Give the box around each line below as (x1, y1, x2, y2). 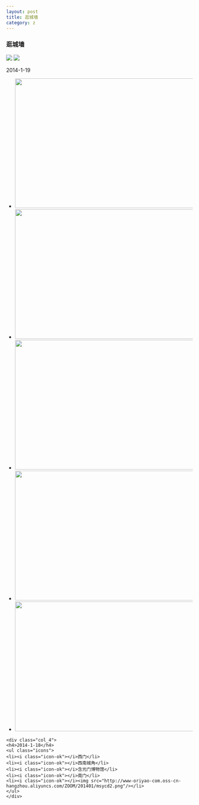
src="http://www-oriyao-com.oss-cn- (91, 778, 182, 784)
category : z (6, 20, 36, 25)
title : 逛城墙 (6, 14, 38, 20)
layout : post (6, 8, 38, 15)
